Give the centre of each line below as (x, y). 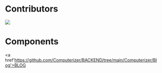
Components (32, 42)
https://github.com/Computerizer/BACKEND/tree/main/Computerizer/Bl (86, 60)
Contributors (32, 9)
